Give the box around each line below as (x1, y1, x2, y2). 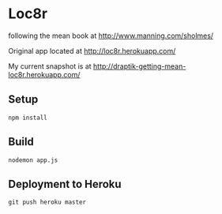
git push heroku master (8, 198, 87, 206)
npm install (8, 114, 47, 122)
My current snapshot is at (8, 61, 92, 71)
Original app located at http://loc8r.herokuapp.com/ (8, 46, 176, 55)
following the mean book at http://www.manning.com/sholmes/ (8, 31, 214, 40)
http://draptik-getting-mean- (93, 61, 186, 71)
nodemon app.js (8, 156, 58, 164)
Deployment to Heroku (8, 177, 122, 190)
